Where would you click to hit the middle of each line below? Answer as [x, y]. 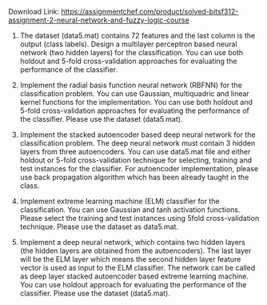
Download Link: [34, 12]
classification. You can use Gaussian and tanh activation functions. [130, 210]
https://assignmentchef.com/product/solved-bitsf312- [150, 12]
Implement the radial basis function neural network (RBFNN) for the [131, 85]
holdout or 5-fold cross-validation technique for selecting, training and [136, 160]
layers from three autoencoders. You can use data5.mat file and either [135, 152]
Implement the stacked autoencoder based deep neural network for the [137, 134]
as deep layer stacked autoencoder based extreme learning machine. [134, 276]
